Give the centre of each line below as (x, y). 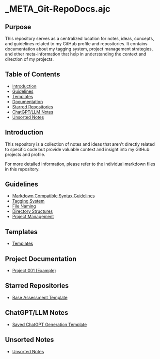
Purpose (18, 27)
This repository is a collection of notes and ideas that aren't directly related (80, 144)
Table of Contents (33, 75)
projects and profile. (25, 154)
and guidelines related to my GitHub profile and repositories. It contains (76, 44)
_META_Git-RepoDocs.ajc (58, 9)
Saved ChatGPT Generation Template (49, 325)
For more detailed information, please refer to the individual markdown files (80, 164)
